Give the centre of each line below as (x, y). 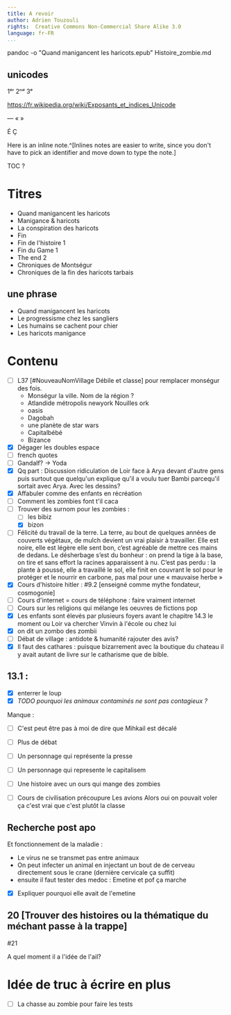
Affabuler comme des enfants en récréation (79, 493)
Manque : (21, 715)
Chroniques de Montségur (54, 265)
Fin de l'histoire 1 (41, 243)
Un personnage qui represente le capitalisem (82, 770)
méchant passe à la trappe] (67, 926)
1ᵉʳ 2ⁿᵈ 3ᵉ (20, 92)
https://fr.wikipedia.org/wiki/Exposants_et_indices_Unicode (92, 105)
